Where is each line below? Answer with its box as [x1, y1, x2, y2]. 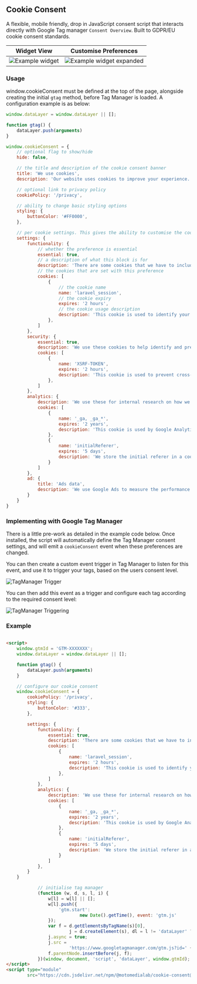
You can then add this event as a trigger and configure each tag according [6, 590, 186, 597]
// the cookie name [58, 285, 107, 290]
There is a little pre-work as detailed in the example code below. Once [6, 530, 175, 537]
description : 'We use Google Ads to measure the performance [37, 487, 191, 493]
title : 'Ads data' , [37, 481, 85, 487]
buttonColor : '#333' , [37, 705, 91, 711]
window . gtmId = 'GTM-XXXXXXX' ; [16, 646, 93, 652]
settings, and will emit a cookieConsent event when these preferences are [6, 543, 183, 550]
